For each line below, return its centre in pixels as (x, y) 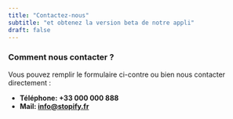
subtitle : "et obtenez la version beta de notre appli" (101, 23)
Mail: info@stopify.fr (54, 106)
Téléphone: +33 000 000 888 (69, 98)
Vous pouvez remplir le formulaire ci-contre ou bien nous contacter (117, 74)
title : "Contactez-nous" (49, 15)
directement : (30, 82)
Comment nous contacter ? (61, 57)
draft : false (29, 30)
